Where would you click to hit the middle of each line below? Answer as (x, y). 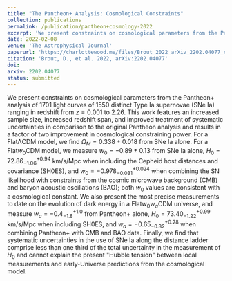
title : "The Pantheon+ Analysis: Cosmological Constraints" (96, 13)
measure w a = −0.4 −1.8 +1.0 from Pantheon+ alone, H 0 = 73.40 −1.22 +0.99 (109, 214)
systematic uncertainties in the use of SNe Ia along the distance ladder (108, 240)
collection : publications (44, 20)
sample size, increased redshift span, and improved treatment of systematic (115, 120)
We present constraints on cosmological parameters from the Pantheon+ (111, 98)
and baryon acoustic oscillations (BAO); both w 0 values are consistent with (114, 188)
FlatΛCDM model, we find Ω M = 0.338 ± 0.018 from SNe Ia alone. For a (108, 143)
